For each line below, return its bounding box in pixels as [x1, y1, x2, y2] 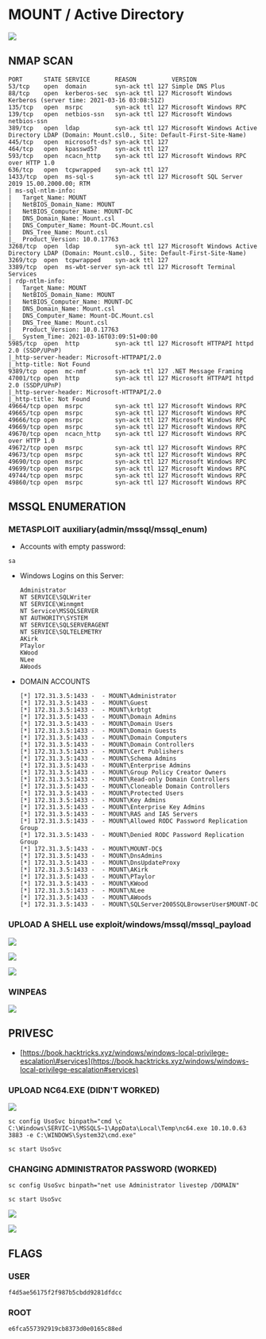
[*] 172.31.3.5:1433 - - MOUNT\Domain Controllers [19, 741, 195, 749]
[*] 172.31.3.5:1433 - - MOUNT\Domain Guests [19, 727, 177, 735]
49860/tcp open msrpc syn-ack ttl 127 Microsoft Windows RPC [8, 478, 247, 486]
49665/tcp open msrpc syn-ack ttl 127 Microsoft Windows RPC [8, 409, 247, 417]
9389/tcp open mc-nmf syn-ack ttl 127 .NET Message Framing [8, 367, 244, 375]
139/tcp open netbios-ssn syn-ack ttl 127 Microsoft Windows [8, 110, 233, 118]
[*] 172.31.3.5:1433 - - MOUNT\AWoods [19, 893, 152, 902]
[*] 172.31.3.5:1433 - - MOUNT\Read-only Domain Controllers [19, 776, 230, 784]
